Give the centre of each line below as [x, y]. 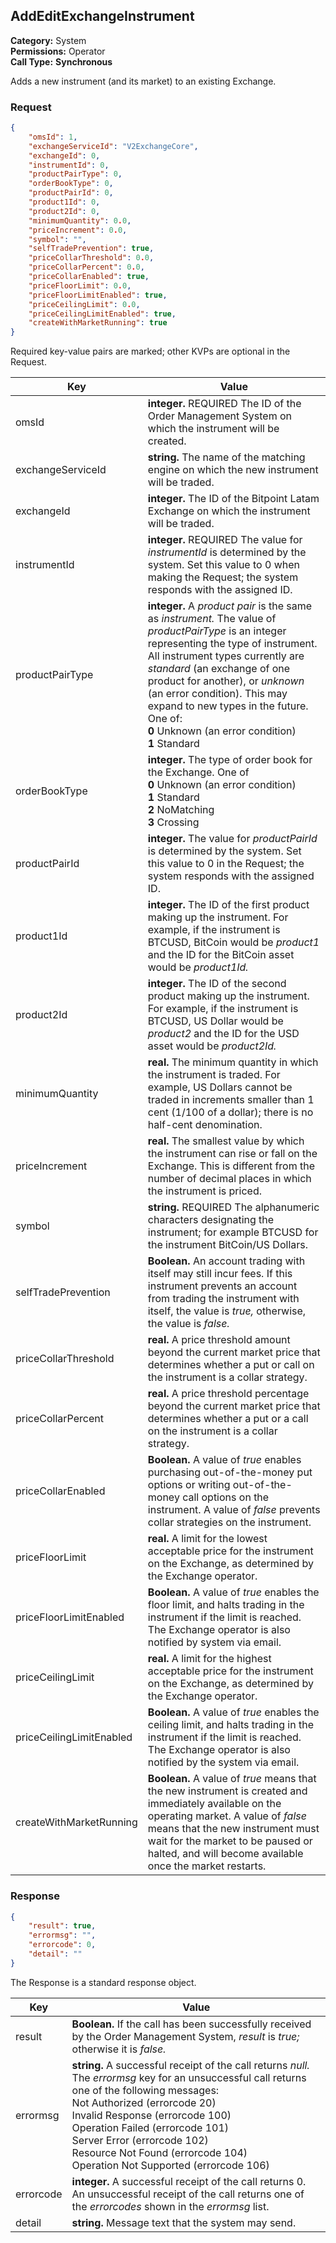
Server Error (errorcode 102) [140, 2140]
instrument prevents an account [222, 1286]
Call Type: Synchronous [61, 61]
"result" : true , [62, 1926]
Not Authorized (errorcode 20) [144, 2102]
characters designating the [211, 1220]
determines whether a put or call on [231, 1365]
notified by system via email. [214, 1642]
